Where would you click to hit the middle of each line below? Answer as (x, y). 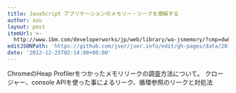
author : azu (25, 20)
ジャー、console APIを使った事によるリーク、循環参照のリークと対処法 (110, 82)
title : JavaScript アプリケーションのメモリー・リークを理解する (93, 14)
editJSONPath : (28, 46)
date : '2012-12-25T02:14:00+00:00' (59, 53)
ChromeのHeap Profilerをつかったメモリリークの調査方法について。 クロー (116, 73)
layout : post (26, 27)
